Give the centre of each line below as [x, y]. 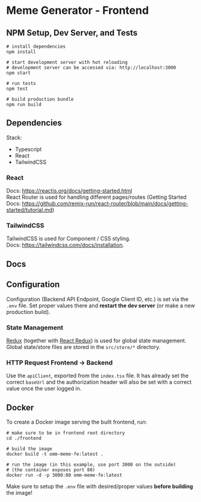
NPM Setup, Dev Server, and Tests [72, 33]
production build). [28, 312]
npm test [17, 89]
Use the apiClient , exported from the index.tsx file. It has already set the [97, 376]
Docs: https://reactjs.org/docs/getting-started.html [69, 191]
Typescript [28, 149]
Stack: [14, 137]
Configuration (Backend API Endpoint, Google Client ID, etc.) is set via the [97, 299]
